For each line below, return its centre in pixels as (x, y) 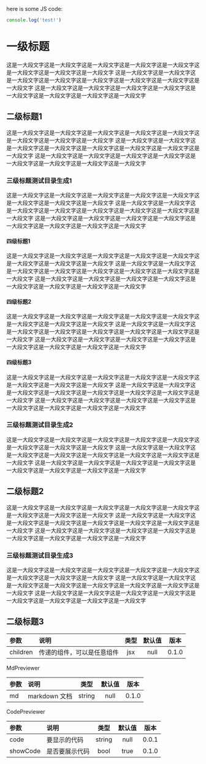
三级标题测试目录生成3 (40, 556)
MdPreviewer (23, 668)
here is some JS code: (35, 9)
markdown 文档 (50, 696)
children (21, 652)
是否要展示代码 (68, 751)
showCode (25, 751)
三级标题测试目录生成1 (39, 180)
